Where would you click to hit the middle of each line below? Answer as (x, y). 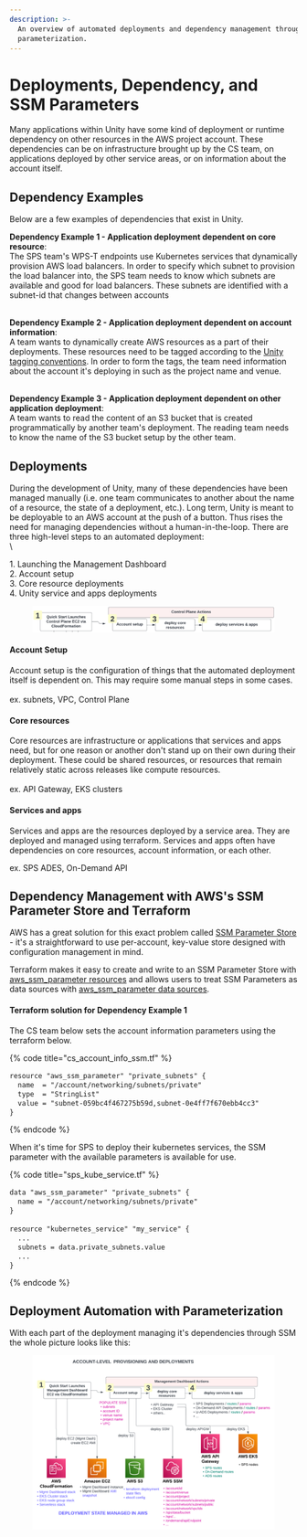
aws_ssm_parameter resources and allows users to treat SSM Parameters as (153, 980)
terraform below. (41, 1040)
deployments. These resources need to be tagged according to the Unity (147, 352)
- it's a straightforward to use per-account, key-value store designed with (148, 942)
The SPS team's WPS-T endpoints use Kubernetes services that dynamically (153, 257)
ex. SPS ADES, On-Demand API (69, 867)
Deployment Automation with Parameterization (146, 1311)
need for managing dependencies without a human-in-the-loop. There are (149, 526)
